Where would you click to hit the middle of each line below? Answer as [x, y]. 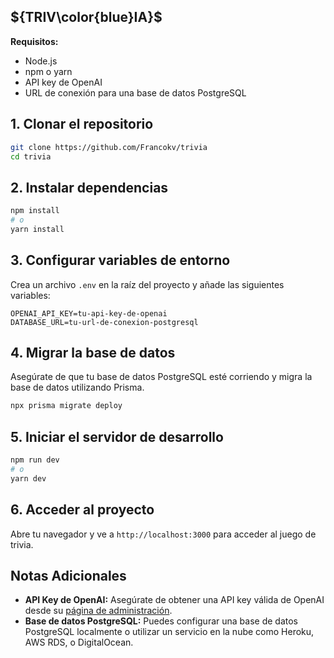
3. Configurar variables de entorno [120, 260]
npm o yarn [48, 71]
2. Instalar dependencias [89, 187]
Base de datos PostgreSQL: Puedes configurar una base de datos [161, 621]
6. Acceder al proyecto [82, 510]
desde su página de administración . [98, 611]
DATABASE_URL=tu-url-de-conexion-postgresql [104, 322]
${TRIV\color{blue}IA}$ [86, 17]
